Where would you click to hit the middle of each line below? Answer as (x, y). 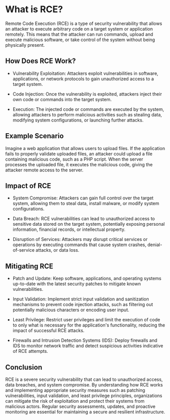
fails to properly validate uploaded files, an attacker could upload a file (79, 154)
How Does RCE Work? (41, 61)
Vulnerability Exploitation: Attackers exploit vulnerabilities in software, (86, 73)
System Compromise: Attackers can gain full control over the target (83, 198)
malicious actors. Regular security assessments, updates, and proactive (80, 406)
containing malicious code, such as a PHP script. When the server (74, 159)
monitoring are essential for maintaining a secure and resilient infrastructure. (85, 412)
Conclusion (24, 367)
